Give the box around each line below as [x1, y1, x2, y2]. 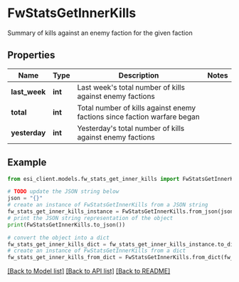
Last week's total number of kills [77, 82, 185, 92]
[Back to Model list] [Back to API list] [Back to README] [7, 267, 171, 276]
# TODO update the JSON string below [7, 188, 119, 195]
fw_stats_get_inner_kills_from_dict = [7, 254, 122, 261]
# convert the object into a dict [7, 234, 110, 241]
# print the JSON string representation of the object [7, 214, 174, 221]
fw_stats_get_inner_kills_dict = [7, 241, 107, 248]
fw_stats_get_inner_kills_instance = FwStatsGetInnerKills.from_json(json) [7, 208, 237, 215]
